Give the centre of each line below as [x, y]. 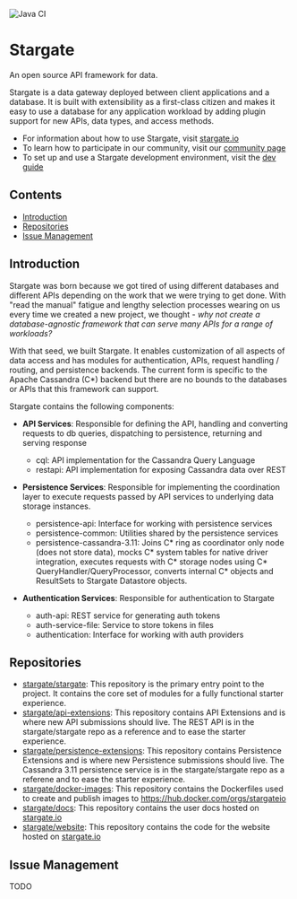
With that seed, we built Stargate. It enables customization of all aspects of [147, 351]
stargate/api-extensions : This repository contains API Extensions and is [154, 712]
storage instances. [56, 506]
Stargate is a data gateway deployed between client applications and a [140, 92]
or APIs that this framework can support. [84, 388]
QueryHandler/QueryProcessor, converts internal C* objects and [155, 571]
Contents [36, 195]
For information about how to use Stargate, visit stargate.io [131, 138]
